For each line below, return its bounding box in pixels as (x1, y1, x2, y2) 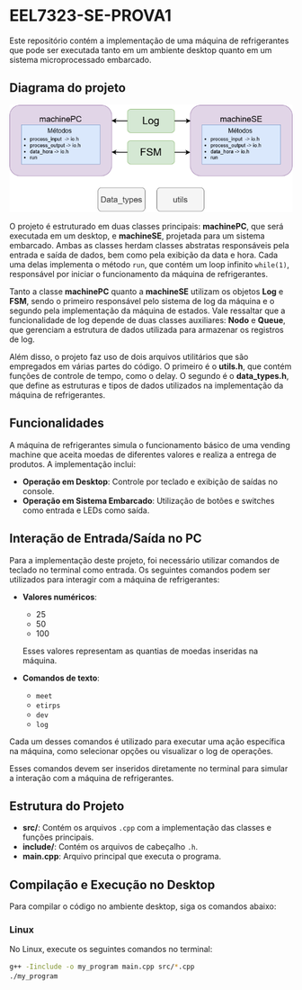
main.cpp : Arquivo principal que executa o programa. (22, 851, 222, 862)
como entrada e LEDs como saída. (22, 505, 150, 516)
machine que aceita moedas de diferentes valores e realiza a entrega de (9, 449, 277, 460)
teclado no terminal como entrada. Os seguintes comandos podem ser (9, 564, 271, 575)
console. (22, 485, 55, 496)
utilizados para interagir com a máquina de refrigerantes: (9, 573, 220, 585)
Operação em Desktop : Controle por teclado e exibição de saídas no (22, 476, 279, 487)
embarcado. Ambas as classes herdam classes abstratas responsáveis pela (9, 239, 289, 250)
